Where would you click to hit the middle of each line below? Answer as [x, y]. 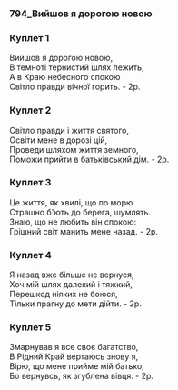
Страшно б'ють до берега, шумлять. [80, 212]
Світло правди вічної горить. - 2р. [75, 87]
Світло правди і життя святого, [69, 130]
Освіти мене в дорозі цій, [59, 140]
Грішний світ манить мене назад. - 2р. [84, 231]
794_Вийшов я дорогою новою [81, 14]
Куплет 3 [30, 183]
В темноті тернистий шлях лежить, [77, 67]
